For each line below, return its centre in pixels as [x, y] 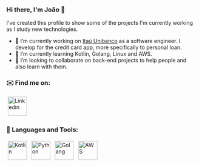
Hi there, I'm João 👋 [36, 10]
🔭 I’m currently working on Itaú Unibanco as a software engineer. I [98, 41]
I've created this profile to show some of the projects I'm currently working [99, 23]
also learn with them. [41, 67]
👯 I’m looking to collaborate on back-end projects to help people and [101, 61]
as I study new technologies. [42, 29]
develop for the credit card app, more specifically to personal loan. [98, 47]
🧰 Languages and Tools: [42, 130]
